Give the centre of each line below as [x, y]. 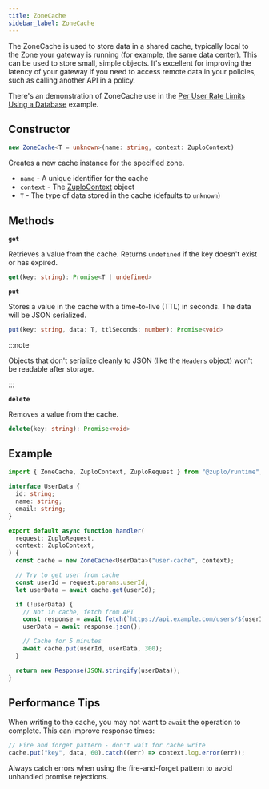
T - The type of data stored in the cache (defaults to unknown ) [120, 195]
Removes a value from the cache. [63, 414]
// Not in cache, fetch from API [78, 612]
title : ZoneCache [37, 16]
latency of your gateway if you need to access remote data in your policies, [132, 71]
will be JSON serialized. [47, 315]
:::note [19, 344]
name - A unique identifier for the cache [84, 179]
